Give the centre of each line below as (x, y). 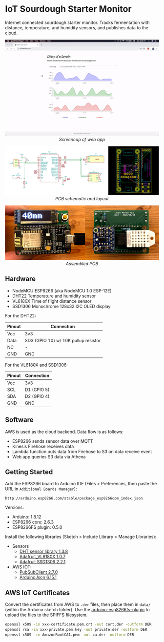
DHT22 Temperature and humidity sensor (54, 296)
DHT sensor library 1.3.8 (44, 551)
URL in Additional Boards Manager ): (41, 489)
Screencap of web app (82, 139)
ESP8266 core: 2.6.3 (33, 522)
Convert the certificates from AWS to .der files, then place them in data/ (78, 604)
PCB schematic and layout (82, 198)
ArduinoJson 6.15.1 (38, 578)
